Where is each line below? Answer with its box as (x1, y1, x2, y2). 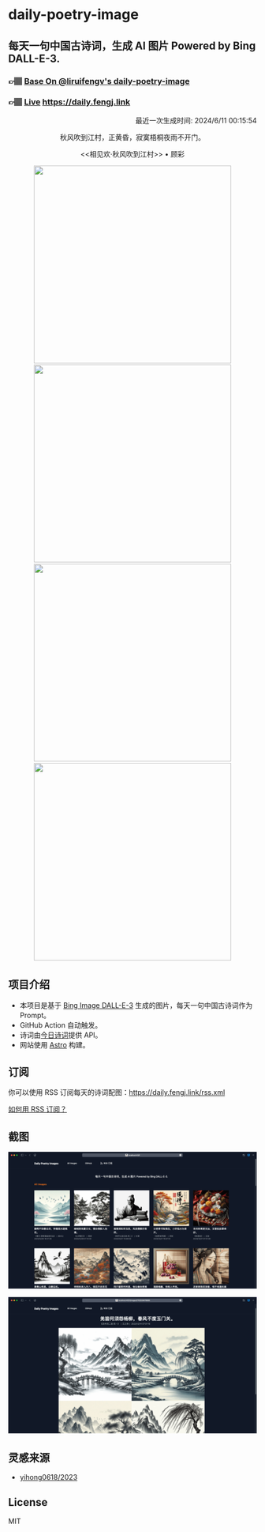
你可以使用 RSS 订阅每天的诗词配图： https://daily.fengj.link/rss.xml (8, 1088, 226, 1097)
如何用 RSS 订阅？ (8, 1104, 67, 1114)
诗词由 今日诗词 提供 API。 (19, 1030, 103, 1040)
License (8, 1496, 48, 1509)
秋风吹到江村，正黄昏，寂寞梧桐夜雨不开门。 (60, 132, 205, 142)
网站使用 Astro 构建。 (19, 1040, 90, 1049)
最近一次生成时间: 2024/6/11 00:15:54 (135, 115, 257, 125)
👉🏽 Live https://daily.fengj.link (8, 96, 131, 108)
